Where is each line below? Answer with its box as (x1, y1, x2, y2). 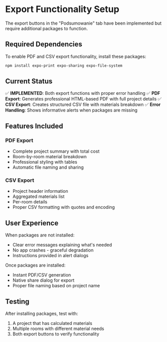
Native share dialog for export (12, 277, 74, 283)
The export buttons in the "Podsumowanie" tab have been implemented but (5, 20, 162, 26)
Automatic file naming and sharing (12, 164, 84, 170)
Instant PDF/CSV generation (12, 272, 71, 278)
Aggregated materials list (12, 193, 65, 199)
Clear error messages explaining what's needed (12, 242, 112, 248)
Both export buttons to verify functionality (12, 331, 100, 337)
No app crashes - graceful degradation (12, 247, 94, 253)
